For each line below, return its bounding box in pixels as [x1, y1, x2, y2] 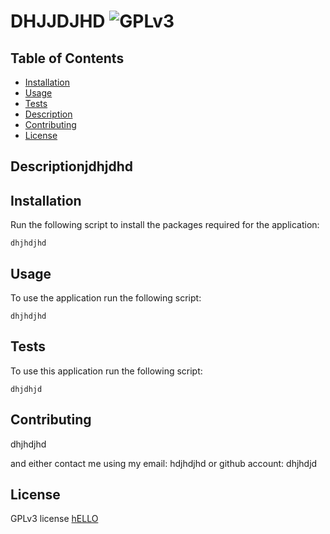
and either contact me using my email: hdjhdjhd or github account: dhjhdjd [10, 457, 318, 469]
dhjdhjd [10, 384, 43, 394]
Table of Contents [10, 50, 125, 67]
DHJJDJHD [10, 10, 106, 33]
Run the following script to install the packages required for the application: [10, 219, 320, 231]
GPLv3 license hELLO [10, 513, 99, 525]
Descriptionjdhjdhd [10, 158, 133, 175]
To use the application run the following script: [10, 292, 202, 304]
